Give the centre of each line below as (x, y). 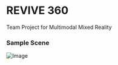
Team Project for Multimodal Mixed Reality (59, 27)
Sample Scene (28, 43)
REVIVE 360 (37, 11)
